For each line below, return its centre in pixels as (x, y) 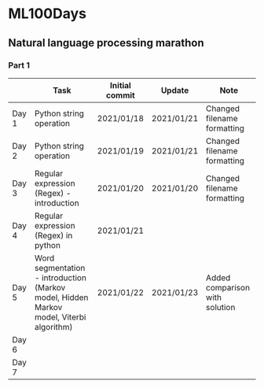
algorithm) (53, 327)
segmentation (60, 268)
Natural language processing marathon (106, 43)
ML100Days (48, 14)
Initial (120, 85)
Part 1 (19, 65)
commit (120, 95)
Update (175, 90)
